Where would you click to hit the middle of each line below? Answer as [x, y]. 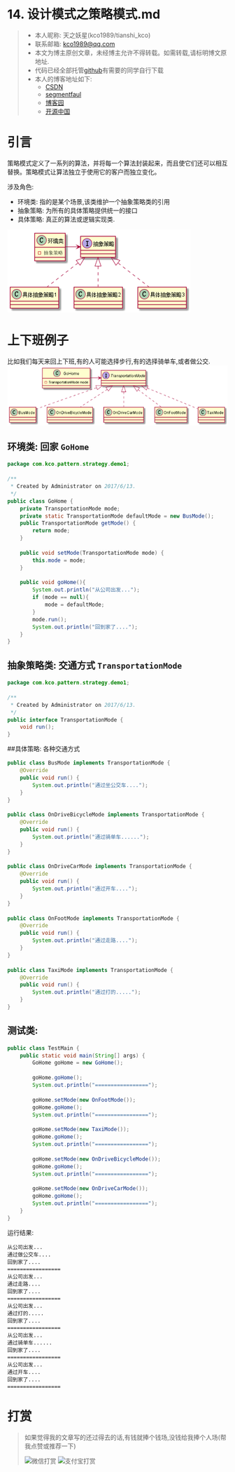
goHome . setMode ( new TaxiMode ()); [81, 1130]
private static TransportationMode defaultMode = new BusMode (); [117, 516]
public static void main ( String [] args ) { [83, 1055]
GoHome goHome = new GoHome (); [78, 1063]
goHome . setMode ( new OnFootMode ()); [84, 1100]
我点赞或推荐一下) [50, 1446]
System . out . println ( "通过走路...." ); [85, 940]
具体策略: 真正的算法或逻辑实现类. [66, 219]
